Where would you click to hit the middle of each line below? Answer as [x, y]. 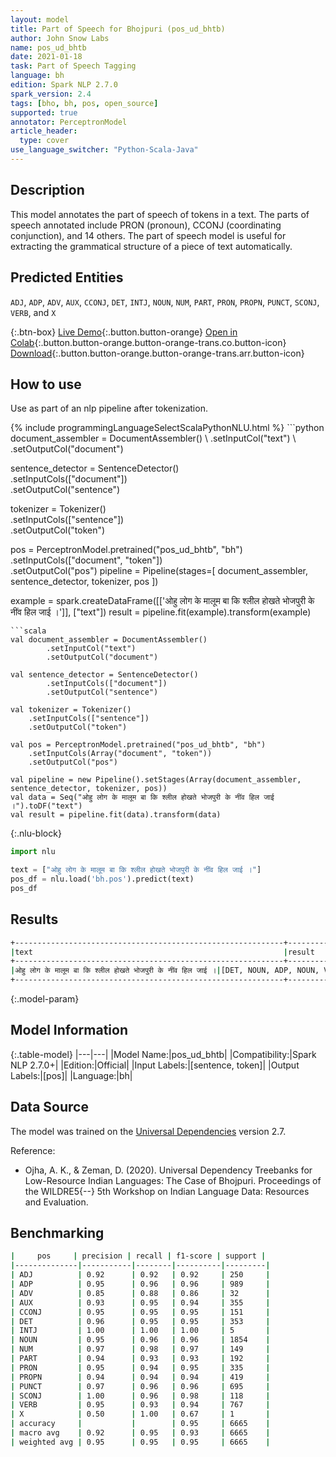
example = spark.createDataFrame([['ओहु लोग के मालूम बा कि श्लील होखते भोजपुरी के [162, 601]
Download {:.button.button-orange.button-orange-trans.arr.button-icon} [157, 353]
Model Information [69, 1030]
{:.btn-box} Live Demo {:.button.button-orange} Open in [124, 332]
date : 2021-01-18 [46, 57]
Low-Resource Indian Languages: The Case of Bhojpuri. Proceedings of [173, 1180]
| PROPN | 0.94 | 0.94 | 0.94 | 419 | [140, 1377]
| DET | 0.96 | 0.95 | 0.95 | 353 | [140, 1321]
